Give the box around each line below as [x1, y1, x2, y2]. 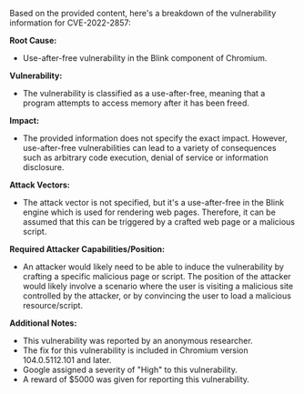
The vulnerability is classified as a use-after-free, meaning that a [22, 88, 266, 98]
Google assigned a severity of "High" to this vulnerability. [22, 364, 238, 375]
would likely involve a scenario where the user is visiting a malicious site [22, 281, 294, 291]
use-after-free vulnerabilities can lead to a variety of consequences [22, 143, 277, 153]
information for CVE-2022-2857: [9, 17, 132, 28]
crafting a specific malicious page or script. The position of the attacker [22, 271, 291, 281]
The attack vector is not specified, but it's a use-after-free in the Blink [22, 197, 285, 207]
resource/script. [22, 300, 84, 310]
